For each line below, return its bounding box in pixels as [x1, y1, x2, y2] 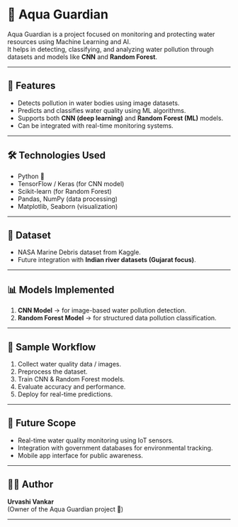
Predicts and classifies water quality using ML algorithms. [17, 106, 186, 114]
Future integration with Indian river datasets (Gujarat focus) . [17, 256, 196, 264]
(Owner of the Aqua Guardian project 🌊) [7, 504, 124, 514]
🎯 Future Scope [7, 417, 76, 429]
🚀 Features [7, 80, 56, 92]
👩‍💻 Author [7, 479, 54, 491]
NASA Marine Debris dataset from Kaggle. [17, 248, 142, 256]
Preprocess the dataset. [17, 367, 88, 376]
